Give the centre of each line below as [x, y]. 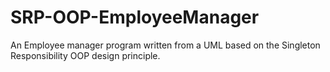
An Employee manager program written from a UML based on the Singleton [165, 45]
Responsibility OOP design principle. [85, 55]
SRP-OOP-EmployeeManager [135, 17]
